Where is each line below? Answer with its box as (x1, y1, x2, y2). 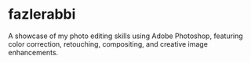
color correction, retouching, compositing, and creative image (8, 39, 208, 48)
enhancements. (8, 47, 59, 57)
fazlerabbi (8, 5, 76, 23)
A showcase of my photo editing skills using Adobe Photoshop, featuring (8, 31, 243, 40)
